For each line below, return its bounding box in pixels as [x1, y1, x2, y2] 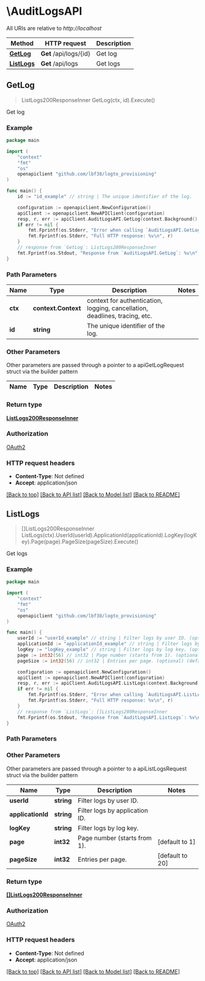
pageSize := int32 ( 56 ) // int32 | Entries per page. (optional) [17, 657, 184, 664]
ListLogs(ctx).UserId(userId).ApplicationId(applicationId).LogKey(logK [21, 531, 197, 539]
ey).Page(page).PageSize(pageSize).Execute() [21, 538, 138, 545]
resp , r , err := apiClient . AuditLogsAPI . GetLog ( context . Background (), [17, 216, 201, 222]
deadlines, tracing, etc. [87, 311, 153, 320]
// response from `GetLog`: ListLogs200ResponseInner [17, 245, 157, 251]
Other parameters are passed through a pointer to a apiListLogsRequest [6, 764, 187, 772]
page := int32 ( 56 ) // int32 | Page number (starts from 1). [17, 652, 173, 658]
